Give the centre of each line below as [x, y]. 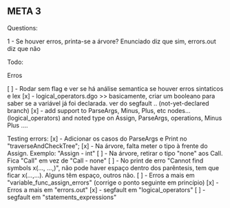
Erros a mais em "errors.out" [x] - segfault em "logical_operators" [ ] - [106, 189]
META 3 [24, 11]
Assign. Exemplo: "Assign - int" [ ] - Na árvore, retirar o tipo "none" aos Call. [115, 153]
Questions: [22, 28]
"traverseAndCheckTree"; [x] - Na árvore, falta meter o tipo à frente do [107, 146]
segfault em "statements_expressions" [62, 197]
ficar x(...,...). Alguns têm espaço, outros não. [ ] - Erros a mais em [101, 175]
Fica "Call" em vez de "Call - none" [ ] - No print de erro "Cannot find [105, 160]
